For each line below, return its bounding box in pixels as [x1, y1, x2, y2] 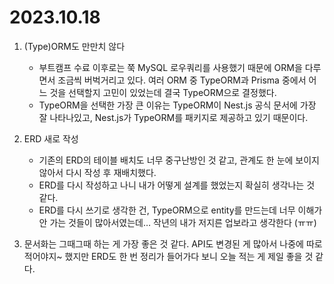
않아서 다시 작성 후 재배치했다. [38, 166, 157, 178]
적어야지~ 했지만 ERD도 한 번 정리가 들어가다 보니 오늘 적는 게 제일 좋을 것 [23, 250, 314, 262]
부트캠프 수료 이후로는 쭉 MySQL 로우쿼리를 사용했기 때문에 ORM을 [38, 61, 303, 73]
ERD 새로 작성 [23, 132, 79, 145]
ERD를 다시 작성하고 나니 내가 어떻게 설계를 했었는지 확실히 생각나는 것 [38, 179, 316, 191]
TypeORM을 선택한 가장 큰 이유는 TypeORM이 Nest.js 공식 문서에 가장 [38, 99, 317, 111]
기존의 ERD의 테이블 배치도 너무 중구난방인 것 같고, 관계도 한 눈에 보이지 [38, 154, 320, 166]
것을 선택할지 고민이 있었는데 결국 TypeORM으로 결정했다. [49, 86, 277, 98]
